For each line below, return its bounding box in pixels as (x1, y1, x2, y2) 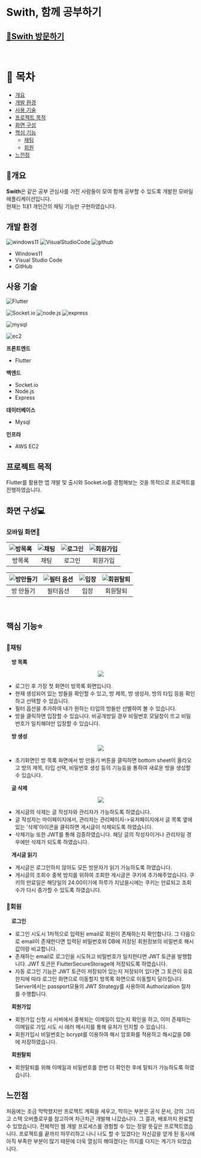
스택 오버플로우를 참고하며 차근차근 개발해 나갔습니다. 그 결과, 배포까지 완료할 (12, 1115, 194, 1122)
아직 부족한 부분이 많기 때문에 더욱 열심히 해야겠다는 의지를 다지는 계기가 (6, 1138, 176, 1145)
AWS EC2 (14, 443, 39, 450)
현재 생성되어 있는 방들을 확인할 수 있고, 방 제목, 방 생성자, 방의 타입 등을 (14, 689, 184, 697)
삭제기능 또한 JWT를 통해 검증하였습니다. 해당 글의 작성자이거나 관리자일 (14, 830, 185, 838)
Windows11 (14, 250, 43, 257)
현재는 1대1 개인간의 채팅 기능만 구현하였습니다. (6, 202, 116, 210)
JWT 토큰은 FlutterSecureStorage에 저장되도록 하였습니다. (28, 960, 168, 967)
